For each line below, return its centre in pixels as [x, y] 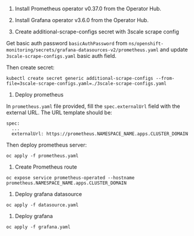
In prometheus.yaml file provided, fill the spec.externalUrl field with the [93, 106]
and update [174, 49]
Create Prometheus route [46, 167]
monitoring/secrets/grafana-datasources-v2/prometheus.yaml [83, 50]
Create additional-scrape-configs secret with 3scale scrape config [97, 32]
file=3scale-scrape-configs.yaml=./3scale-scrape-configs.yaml [87, 83]
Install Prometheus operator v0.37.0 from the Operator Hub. [88, 9]
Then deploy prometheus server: [47, 145]
